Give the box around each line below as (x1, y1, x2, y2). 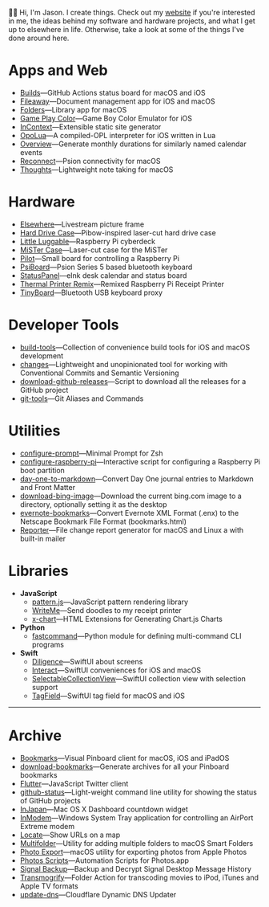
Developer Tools (8, 316, 119, 334)
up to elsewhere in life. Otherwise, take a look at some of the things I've (8, 25, 244, 34)
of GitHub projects (19, 795, 82, 805)
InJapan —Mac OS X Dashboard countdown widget (19, 804, 188, 814)
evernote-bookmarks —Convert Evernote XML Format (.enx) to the (19, 508, 239, 517)
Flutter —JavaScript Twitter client (19, 778, 129, 788)
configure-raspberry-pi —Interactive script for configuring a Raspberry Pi (19, 456, 261, 466)
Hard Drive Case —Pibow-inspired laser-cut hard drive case (19, 227, 216, 237)
